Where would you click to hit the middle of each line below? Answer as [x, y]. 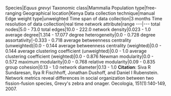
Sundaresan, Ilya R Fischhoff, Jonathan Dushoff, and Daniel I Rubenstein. [82, 73]
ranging [14, 13]
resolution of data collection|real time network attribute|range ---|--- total [83, 24]
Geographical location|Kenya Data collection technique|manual [89, 13]
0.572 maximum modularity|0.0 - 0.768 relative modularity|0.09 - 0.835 [80, 62]
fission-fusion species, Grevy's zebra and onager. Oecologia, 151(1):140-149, [86, 83]
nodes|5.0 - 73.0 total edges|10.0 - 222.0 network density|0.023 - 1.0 [78, 29]
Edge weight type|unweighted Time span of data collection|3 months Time [84, 19]
